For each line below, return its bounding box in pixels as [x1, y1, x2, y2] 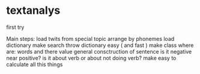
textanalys [6, 4, 61, 17]
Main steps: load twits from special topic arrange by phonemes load [6, 35, 175, 42]
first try [6, 23, 25, 31]
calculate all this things [6, 61, 63, 68]
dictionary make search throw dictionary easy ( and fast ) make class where [6, 42, 194, 49]
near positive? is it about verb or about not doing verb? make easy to [6, 54, 177, 61]
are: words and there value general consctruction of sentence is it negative [6, 48, 192, 55]
